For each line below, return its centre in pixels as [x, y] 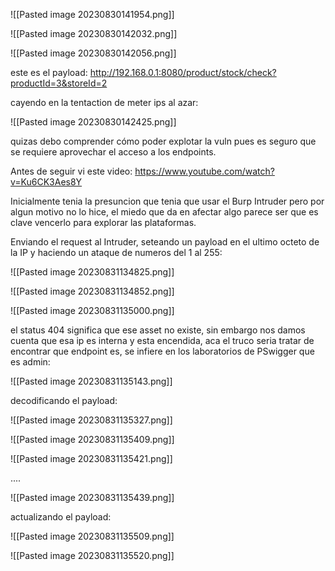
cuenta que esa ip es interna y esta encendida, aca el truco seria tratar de [162, 340]
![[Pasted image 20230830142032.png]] [94, 33]
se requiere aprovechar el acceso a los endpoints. [113, 152]
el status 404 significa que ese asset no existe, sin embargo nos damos [158, 330]
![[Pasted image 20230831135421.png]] [91, 458]
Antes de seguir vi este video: [71, 171]
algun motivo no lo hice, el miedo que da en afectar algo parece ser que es [164, 212]
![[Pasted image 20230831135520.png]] [92, 555]
